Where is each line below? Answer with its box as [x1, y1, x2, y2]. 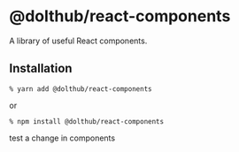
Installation [9, 61, 73, 76]
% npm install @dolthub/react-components [9, 117, 165, 125]
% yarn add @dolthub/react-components [9, 84, 152, 94]
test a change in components [9, 133, 116, 143]
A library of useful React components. [9, 35, 148, 46]
